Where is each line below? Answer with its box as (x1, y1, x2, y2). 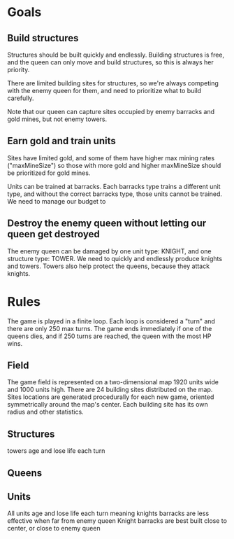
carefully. (7, 94, 34, 102)
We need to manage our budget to (7, 197, 106, 205)
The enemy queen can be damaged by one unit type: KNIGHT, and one (7, 246, 212, 255)
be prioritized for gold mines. (7, 169, 91, 177)
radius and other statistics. (7, 407, 84, 416)
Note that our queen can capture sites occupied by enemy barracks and (7, 108, 215, 115)
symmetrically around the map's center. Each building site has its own (7, 400, 208, 409)
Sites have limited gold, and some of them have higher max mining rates (7, 153, 215, 162)
